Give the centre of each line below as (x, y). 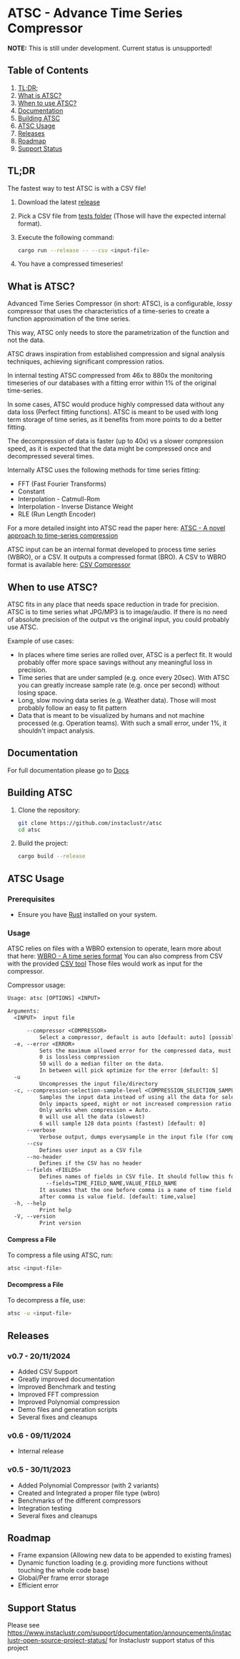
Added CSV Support (47, 1372)
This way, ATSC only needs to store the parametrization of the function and (118, 333)
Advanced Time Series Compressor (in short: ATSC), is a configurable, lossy (120, 304)
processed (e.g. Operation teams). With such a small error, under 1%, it (122, 723)
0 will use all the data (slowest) (92, 1117)
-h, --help (30, 1203)
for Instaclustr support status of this (162, 1640)
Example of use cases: (41, 641)
